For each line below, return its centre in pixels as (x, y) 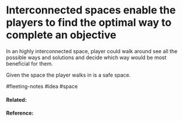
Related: (17, 99)
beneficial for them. (30, 63)
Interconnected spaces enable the (91, 10)
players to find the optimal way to (89, 23)
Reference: (20, 113)
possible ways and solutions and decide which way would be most (86, 57)
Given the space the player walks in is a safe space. (68, 75)
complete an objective (61, 35)
